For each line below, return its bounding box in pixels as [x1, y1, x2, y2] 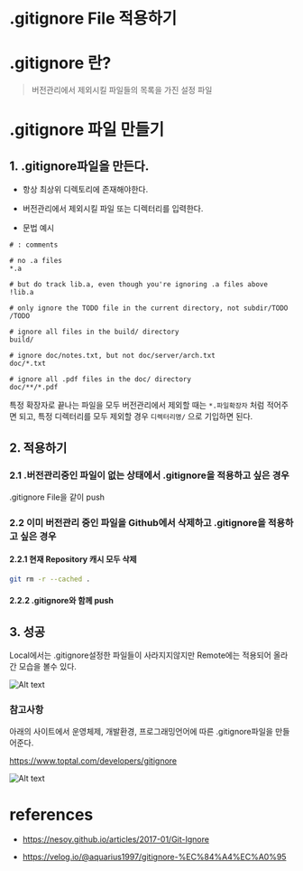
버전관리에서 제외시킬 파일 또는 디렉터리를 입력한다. [22, 203, 204, 214]
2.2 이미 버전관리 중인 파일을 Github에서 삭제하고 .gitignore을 [9, 516, 266, 529]
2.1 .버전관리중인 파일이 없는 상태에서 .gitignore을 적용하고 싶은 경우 [9, 469, 290, 482]
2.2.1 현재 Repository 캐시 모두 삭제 [9, 554, 137, 565]
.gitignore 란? [9, 53, 112, 73]
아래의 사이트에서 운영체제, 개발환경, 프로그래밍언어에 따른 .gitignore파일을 [9, 726, 273, 736]
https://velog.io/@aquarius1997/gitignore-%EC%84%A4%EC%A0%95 [22, 851, 287, 863]
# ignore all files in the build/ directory [9, 327, 179, 337]
